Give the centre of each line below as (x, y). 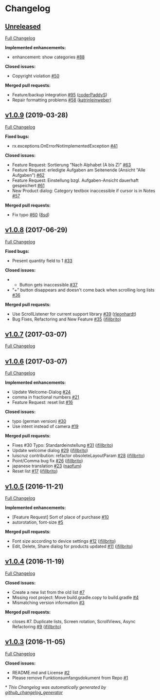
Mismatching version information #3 (48, 603)
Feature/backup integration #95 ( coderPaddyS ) (60, 95)
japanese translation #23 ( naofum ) (47, 466)
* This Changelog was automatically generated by (56, 687)
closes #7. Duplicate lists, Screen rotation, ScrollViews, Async (74, 621)
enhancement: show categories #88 (48, 57)
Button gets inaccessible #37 (48, 284)
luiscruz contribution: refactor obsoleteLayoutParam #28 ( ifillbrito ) (78, 455)
